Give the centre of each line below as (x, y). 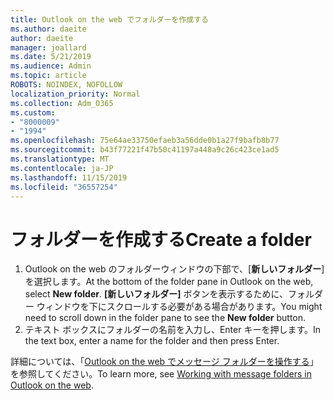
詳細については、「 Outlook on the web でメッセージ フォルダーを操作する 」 (164, 362)
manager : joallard (48, 47)
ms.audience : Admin (51, 66)
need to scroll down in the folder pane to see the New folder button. (165, 318)
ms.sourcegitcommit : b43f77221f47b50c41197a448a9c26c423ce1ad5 (145, 150)
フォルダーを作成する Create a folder (161, 239)
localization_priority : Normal (75, 94)
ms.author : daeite (48, 29)
